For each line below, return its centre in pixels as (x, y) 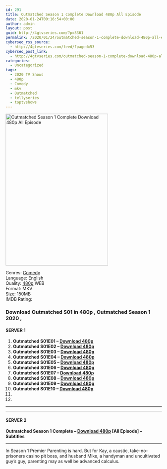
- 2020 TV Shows (27, 75)
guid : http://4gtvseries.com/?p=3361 (45, 33)
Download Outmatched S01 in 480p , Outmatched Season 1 (78, 312)
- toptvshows (24, 103)
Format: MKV (19, 289)
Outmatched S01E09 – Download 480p (54, 383)
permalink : (17, 38)
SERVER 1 (16, 330)
